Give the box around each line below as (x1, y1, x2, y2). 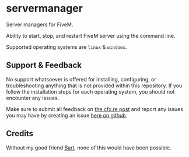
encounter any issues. (6, 94, 60, 101)
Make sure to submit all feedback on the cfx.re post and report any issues (6, 105, 184, 112)
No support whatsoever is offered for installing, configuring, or (6, 76, 156, 83)
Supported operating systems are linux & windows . (6, 43, 127, 51)
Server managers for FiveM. (6, 21, 73, 28)
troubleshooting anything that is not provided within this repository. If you (6, 82, 183, 89)
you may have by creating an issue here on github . (6, 112, 128, 119)
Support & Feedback (6, 60, 82, 70)
